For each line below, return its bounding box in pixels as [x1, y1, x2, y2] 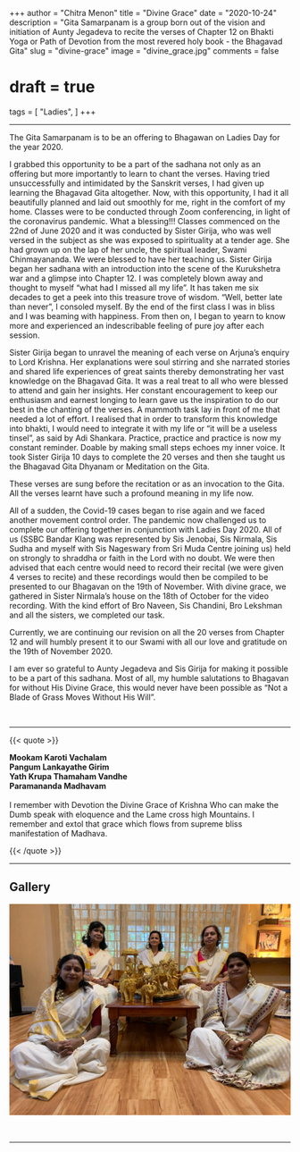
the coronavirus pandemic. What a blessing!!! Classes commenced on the [9, 215, 280, 226]
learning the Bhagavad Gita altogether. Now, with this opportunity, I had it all [9, 187, 289, 198]
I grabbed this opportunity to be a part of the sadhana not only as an [9, 158, 262, 169]
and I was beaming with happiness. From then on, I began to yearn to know [9, 310, 286, 321]
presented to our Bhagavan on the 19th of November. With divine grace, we [9, 581, 287, 592]
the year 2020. [9, 141, 64, 152]
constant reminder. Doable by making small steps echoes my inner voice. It [9, 441, 286, 452]
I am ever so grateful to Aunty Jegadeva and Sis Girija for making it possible [9, 663, 288, 674]
